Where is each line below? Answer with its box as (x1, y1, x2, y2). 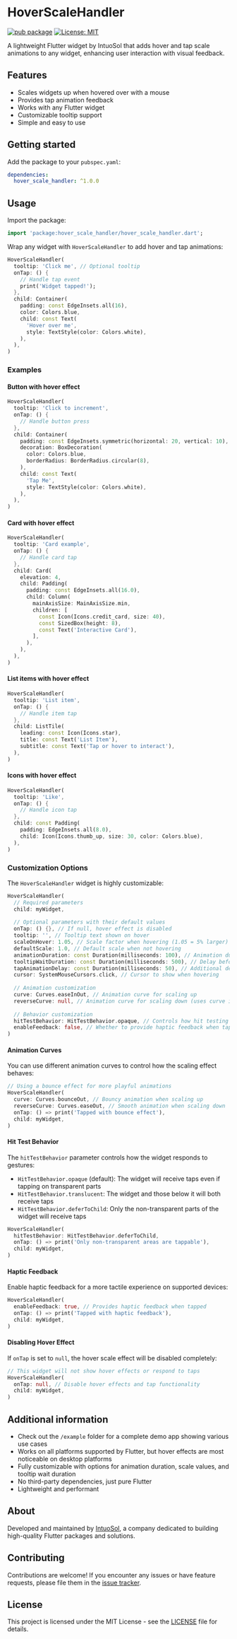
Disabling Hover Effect (7, 1338, 75, 1347)
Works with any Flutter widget (17, 103, 105, 112)
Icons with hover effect (7, 771, 77, 780)
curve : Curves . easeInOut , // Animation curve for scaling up (13, 991, 197, 998)
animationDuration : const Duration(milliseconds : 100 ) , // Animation (13, 952, 222, 959)
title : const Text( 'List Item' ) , (20, 736, 119, 743)
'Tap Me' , (25, 477, 55, 484)
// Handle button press (20, 418, 90, 425)
